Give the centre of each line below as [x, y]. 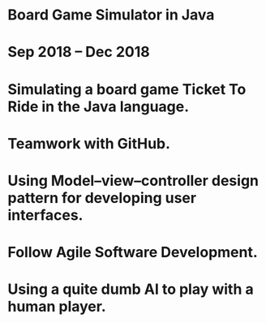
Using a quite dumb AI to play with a [131, 289]
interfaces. [45, 215]
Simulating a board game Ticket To [127, 89]
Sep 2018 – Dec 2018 [79, 52]
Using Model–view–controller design [133, 181]
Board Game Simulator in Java [111, 15]
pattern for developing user [102, 198]
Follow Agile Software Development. [133, 252]
